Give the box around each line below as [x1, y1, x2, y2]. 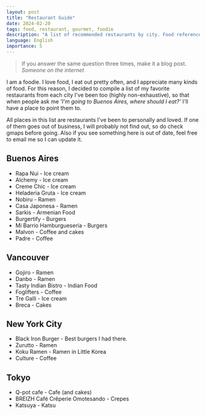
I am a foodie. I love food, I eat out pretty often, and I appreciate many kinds [6, 78, 198, 86]
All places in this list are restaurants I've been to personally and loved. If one [6, 116, 199, 123]
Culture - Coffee [15, 354, 57, 362]
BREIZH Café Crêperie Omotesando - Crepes [15, 395, 129, 403]
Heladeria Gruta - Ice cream [15, 189, 86, 196]
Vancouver [6, 252, 50, 263]
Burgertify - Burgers [15, 215, 66, 222]
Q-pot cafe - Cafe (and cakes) [15, 389, 92, 396]
